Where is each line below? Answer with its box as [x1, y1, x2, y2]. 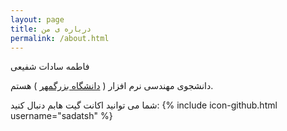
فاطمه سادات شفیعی [10, 61, 90, 73]
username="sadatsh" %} [10, 110, 113, 122]
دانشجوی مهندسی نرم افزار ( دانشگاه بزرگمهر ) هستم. [10, 80, 214, 92]
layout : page [10, 14, 65, 25]
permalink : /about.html [10, 33, 110, 43]
